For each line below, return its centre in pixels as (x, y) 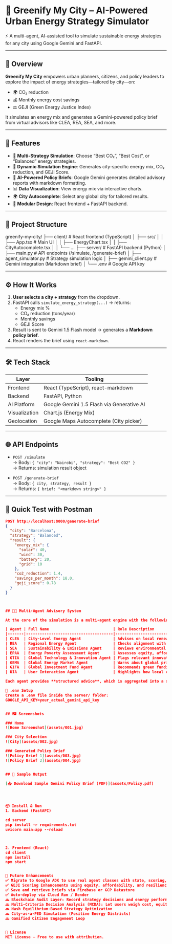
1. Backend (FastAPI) (28, 811)
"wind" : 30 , (31, 555)
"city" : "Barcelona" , (33, 531)
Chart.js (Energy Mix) (69, 413)
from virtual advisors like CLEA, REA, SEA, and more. (61, 122)
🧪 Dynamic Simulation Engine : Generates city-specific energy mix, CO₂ (89, 166)
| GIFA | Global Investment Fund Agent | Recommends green (80, 667)
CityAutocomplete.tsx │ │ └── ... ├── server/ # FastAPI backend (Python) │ (86, 248)
